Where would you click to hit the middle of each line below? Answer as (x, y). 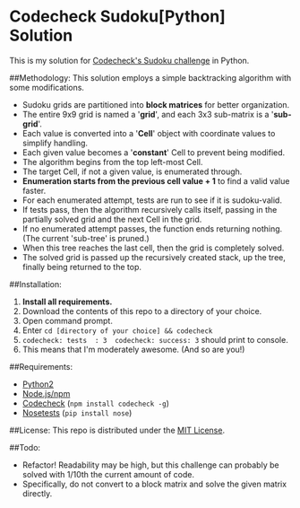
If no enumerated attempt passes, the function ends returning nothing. (152, 228)
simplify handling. (55, 143)
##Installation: (35, 284)
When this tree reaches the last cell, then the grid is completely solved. (153, 248)
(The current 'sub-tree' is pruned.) (86, 238)
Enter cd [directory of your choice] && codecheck (117, 330)
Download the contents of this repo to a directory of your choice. (142, 311)
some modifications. (47, 87)
